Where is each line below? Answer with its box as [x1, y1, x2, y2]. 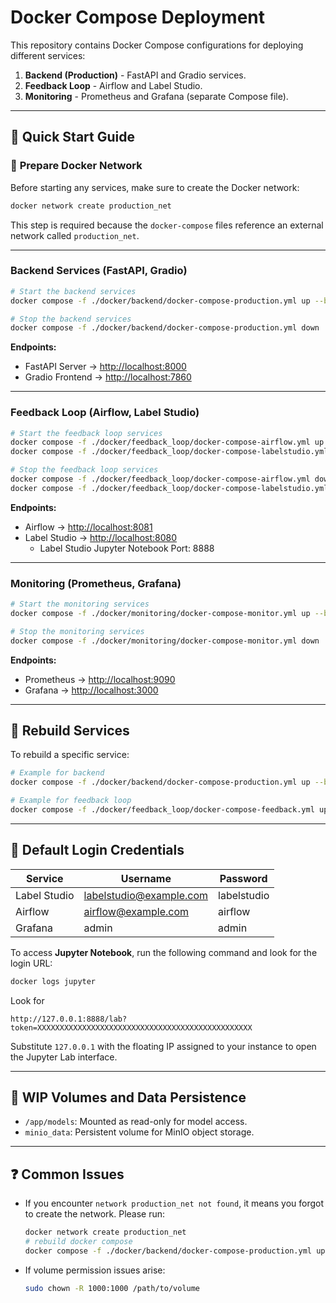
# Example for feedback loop [10, 796, 132, 806]
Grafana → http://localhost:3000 [24, 684, 159, 696]
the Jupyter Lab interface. [10, 1051, 118, 1063]
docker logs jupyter [10, 976, 97, 986]
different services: [10, 49, 86, 61]
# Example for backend [10, 768, 105, 778]
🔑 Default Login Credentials [10, 842, 185, 859]
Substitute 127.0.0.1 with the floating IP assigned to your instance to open [10, 1040, 317, 1052]
